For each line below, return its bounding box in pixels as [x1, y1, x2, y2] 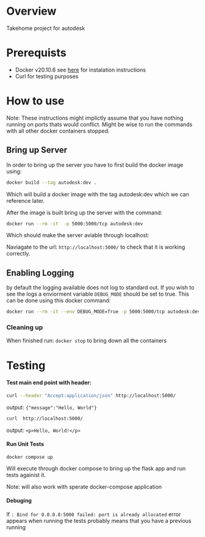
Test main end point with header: [6, 379, 92, 386]
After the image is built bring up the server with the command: [6, 209, 163, 216]
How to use [6, 94, 65, 108]
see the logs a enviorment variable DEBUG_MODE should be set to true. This [6, 290, 189, 298]
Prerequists [6, 46, 67, 60]
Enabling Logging [6, 268, 74, 278]
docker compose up [6, 454, 53, 460]
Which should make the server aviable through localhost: [6, 232, 149, 239]
